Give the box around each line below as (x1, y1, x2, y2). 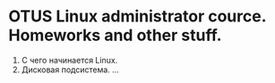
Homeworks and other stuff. (8, 25, 222, 46)
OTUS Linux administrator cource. (8, 6, 266, 27)
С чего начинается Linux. (21, 54, 118, 65)
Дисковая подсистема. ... (21, 64, 120, 75)
